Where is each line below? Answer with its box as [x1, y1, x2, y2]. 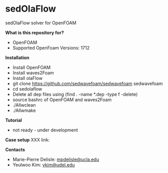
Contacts [5, 146, 25, 152]
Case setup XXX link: [5, 137, 50, 143]
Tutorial [5, 117, 22, 123]
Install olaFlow [12, 75, 43, 81]
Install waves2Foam [12, 69, 54, 76]
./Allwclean [12, 102, 36, 108]
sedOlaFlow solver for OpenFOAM [5, 20, 77, 26]
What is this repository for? [5, 29, 64, 35]
